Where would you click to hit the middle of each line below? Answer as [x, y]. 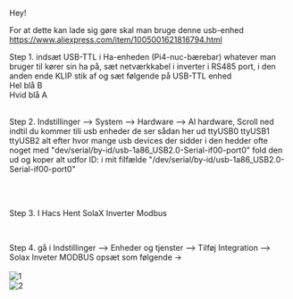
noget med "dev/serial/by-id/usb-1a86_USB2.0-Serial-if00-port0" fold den [146, 150]
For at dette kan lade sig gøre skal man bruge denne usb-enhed [126, 30]
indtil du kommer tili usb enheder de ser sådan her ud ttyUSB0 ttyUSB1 [139, 131]
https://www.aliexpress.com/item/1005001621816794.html [116, 40]
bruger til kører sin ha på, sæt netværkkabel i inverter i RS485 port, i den [143, 66]
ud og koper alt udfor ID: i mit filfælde [78, 159]
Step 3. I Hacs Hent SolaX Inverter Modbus [88, 213]
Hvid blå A [28, 95]
